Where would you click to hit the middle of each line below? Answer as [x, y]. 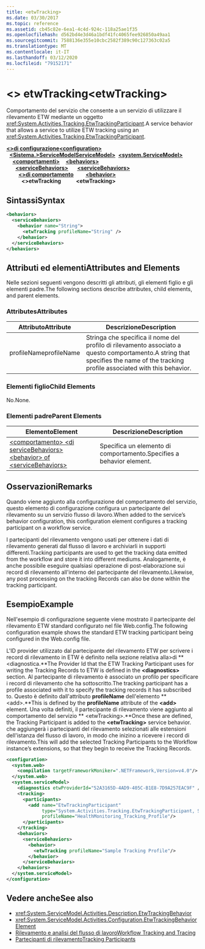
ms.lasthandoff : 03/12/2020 [42, 58]
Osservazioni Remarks [49, 487]
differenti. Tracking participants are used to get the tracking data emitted [97, 552]
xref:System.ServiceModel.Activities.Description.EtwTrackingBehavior [103, 913]
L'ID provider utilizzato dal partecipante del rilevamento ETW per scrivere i [100, 650]
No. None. [18, 400]
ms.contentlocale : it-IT [38, 52]
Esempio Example [40, 604]
